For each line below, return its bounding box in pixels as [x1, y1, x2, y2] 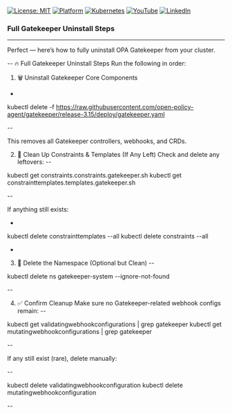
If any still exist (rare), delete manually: [7, 355, 117, 363]
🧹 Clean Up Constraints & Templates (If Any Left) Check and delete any [17, 151, 220, 159]
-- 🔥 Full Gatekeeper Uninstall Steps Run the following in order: [7, 59, 186, 68]
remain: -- [17, 307, 46, 315]
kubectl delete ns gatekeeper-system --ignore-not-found [7, 272, 170, 281]
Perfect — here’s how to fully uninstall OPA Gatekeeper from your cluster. [7, 46, 215, 55]
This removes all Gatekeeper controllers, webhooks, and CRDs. [7, 137, 187, 145]
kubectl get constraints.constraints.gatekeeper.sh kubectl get [7, 171, 182, 180]
